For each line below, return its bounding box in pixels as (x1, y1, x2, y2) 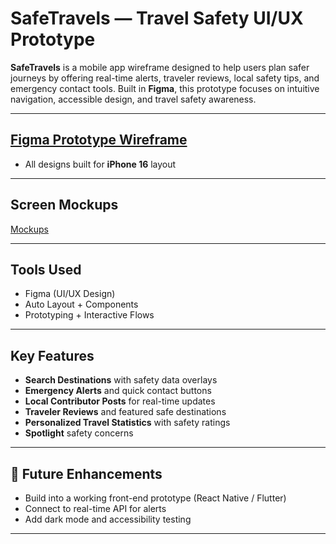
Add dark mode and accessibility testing (24, 513, 192, 525)
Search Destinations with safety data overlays (24, 374, 218, 386)
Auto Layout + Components (24, 298, 139, 311)
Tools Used (10, 261, 82, 278)
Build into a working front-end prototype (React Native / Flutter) (24, 492, 287, 504)
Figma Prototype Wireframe (10, 132, 188, 149)
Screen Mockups (10, 197, 119, 214)
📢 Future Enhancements (10, 465, 163, 482)
